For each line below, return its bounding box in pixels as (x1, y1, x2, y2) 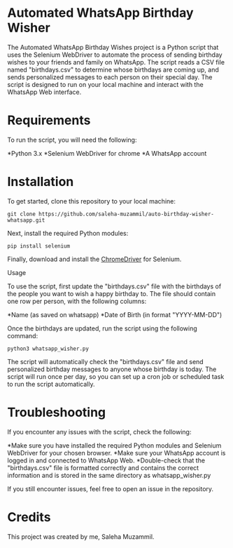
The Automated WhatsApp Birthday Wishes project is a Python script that (7, 43, 219, 51)
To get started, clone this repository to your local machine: (7, 196, 176, 205)
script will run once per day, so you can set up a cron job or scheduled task (7, 372, 225, 380)
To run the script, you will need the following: (7, 135, 137, 144)
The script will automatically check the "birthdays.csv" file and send (7, 357, 204, 366)
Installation (7, 174, 74, 190)
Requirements (7, 112, 91, 128)
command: (7, 331, 38, 340)
